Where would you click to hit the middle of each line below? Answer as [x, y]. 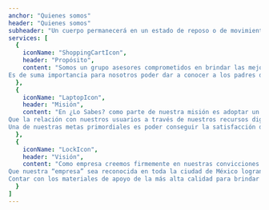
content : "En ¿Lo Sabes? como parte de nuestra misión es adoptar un [141, 113]
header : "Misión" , [53, 105]
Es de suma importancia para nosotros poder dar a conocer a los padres [132, 75]
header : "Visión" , [53, 157]
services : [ [28, 38]
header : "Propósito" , [58, 61]
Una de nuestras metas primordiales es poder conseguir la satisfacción [132, 127]
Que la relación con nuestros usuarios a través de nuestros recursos [128, 120]
